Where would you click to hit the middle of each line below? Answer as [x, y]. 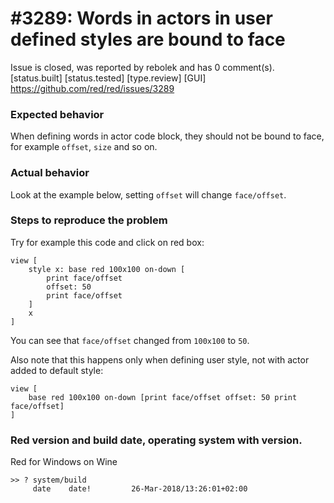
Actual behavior [50, 173]
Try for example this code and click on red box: [107, 242]
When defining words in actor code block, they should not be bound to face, [167, 136]
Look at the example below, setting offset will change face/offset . [148, 194]
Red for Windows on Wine [64, 462]
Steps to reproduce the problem [89, 220]
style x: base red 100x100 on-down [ [107, 269]
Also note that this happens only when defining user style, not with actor [160, 359]
